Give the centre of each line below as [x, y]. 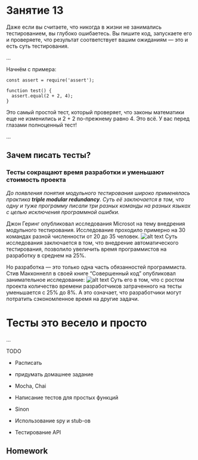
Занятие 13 [35, 10]
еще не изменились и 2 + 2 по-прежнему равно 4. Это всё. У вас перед [98, 118]
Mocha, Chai [30, 386]
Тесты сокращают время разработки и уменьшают [85, 172]
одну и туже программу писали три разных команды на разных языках [98, 205]
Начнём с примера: [31, 69]
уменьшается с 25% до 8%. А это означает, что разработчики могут [94, 292]
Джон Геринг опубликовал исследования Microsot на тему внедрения [96, 223]
